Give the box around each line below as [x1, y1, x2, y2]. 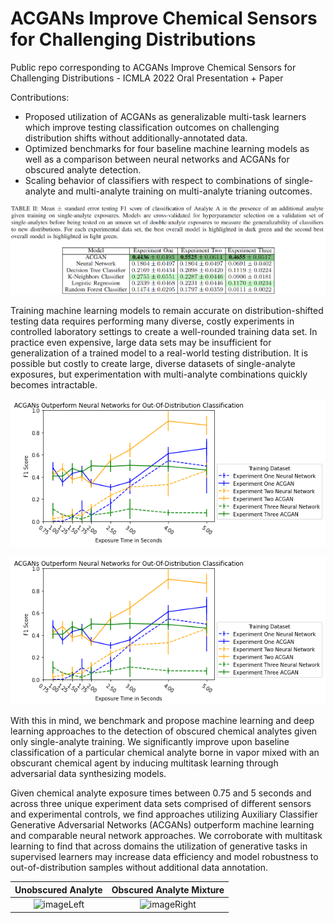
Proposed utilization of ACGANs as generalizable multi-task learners [24, 110, 307, 122]
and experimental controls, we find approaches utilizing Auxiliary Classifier [10, 808, 318, 821]
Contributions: [10, 91, 70, 103]
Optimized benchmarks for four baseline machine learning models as [24, 142, 310, 154]
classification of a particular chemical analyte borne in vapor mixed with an [10, 747, 320, 759]
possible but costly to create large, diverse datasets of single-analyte [10, 358, 296, 370]
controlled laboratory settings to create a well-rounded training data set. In [10, 326, 318, 338]
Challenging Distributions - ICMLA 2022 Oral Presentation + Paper [10, 72, 284, 84]
